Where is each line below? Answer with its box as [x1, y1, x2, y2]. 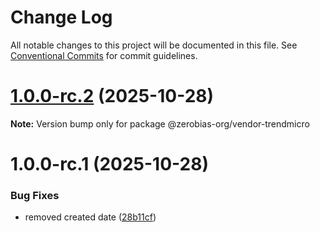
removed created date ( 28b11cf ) [24, 211, 157, 223]
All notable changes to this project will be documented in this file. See [10, 39, 298, 51]
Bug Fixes [10, 188, 60, 202]
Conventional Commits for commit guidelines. [10, 49, 198, 61]
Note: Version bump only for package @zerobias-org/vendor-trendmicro [10, 117, 310, 130]
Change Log [10, 6, 113, 29]
